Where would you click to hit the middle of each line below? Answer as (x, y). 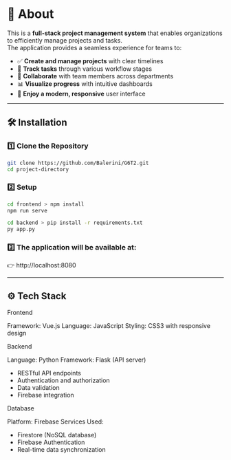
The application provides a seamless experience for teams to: (95, 47)
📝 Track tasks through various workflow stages (85, 69)
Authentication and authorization (63, 380)
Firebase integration (45, 395)
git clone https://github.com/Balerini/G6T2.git (78, 163)
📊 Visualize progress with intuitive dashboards (85, 84)
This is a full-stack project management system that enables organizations (115, 33)
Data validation (38, 388)
